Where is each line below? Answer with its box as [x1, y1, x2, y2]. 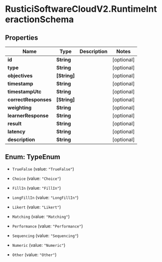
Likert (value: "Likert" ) [12, 204, 61, 210]
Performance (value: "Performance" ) [12, 223, 83, 229]
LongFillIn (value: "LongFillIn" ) [12, 194, 79, 200]
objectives [7, 72, 33, 79]
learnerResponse [7, 112, 49, 119]
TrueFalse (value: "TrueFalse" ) [12, 166, 75, 172]
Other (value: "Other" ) [12, 252, 57, 258]
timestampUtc [7, 88, 42, 95]
